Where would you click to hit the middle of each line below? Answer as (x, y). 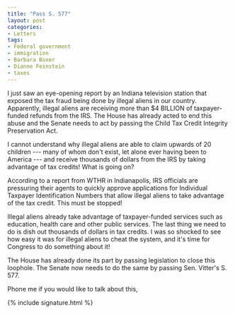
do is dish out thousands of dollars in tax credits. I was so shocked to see (114, 231)
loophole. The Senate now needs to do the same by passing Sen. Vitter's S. (117, 267)
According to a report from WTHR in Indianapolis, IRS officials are (103, 180)
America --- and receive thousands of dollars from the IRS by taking (107, 159)
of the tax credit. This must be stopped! (65, 203)
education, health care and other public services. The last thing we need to (117, 224)
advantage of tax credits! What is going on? (71, 167)
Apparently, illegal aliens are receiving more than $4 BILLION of (100, 108)
